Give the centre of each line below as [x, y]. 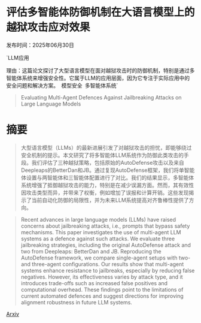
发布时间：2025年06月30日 [40, 45]
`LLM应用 [18, 58]
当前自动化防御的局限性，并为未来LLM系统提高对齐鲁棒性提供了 [110, 200]
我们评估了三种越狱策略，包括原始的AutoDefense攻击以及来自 [108, 162]
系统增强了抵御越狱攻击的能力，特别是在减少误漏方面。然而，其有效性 [107, 185]
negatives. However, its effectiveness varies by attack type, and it [102, 277]
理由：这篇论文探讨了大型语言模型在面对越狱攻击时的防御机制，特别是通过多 [100, 70]
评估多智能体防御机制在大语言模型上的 [101, 12]
